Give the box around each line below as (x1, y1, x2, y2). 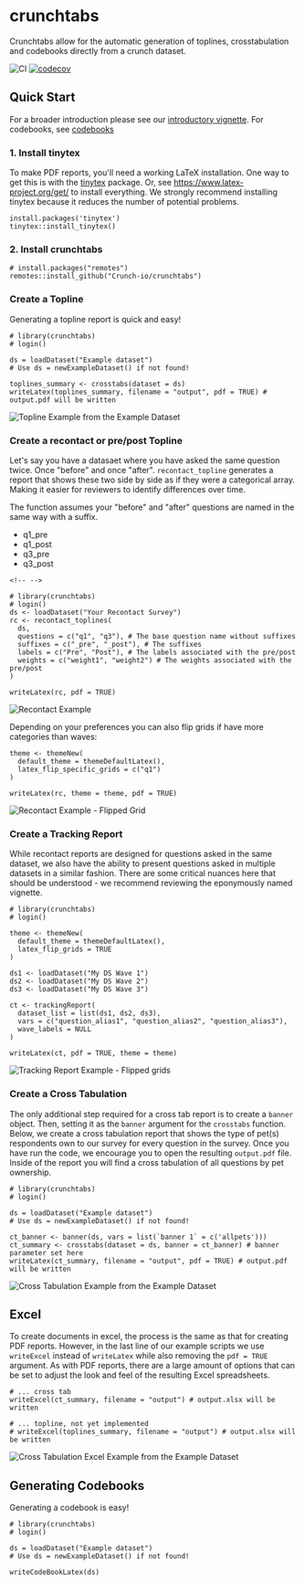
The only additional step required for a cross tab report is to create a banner (9, 1108, 294, 1119)
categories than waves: (9, 731, 98, 742)
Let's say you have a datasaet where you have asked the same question (9, 454, 280, 466)
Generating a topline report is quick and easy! (9, 313, 182, 324)
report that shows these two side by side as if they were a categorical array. (9, 474, 295, 485)
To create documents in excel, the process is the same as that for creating (9, 1331, 289, 1342)
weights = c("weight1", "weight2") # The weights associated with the (17, 655, 292, 665)
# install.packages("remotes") (9, 264, 129, 273)
